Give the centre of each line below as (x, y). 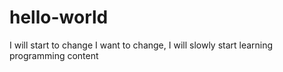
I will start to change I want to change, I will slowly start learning (141, 45)
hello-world (59, 17)
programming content (54, 55)
